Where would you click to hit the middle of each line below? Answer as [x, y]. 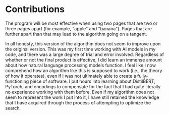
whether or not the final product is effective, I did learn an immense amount [84, 60]
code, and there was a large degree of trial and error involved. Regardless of [85, 54]
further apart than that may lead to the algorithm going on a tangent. [76, 34]
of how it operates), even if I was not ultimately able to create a [71, 76]
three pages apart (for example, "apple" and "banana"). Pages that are [79, 28]
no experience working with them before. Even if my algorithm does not [80, 92]
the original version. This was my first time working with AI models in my [80, 49]
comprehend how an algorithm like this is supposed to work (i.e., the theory [84, 70]
